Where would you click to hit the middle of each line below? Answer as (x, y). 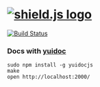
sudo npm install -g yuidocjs (50, 65)
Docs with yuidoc (37, 51)
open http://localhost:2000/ (49, 77)
